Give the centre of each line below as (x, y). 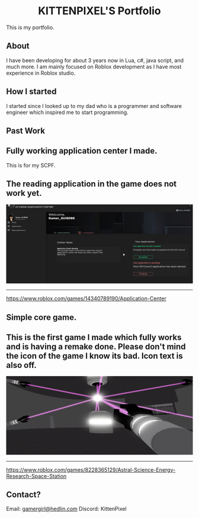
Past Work (26, 131)
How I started (31, 92)
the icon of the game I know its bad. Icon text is (94, 356)
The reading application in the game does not (92, 184)
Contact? (24, 495)
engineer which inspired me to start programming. (67, 112)
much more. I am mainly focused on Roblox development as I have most (94, 66)
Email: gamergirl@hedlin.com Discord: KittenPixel (66, 509)
